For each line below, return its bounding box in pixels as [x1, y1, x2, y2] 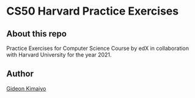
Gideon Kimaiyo [6, 85, 46, 92]
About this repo [6, 29, 67, 39]
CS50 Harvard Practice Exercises [6, 4, 179, 18]
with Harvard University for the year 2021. [6, 51, 112, 58]
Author [6, 69, 34, 79]
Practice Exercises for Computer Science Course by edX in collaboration [6, 44, 189, 52]
